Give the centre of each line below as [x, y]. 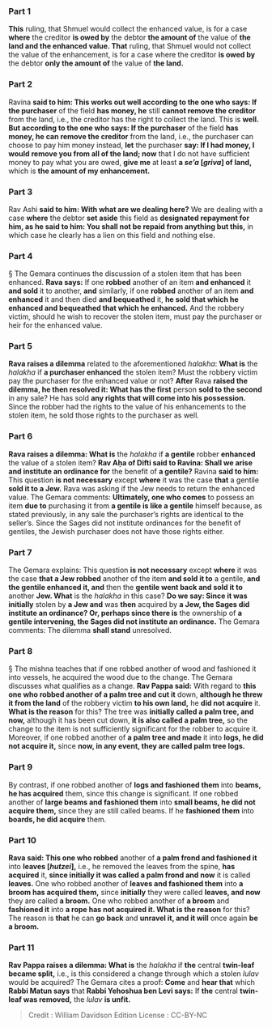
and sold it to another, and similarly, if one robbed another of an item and [131, 291]
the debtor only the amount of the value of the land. [96, 63]
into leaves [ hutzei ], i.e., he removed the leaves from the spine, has [122, 866]
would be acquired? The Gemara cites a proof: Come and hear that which [132, 982]
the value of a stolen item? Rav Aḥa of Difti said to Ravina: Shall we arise [130, 462]
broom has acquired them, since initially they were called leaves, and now [134, 892]
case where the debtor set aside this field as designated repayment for [129, 218]
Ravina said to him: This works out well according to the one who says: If [133, 102]
